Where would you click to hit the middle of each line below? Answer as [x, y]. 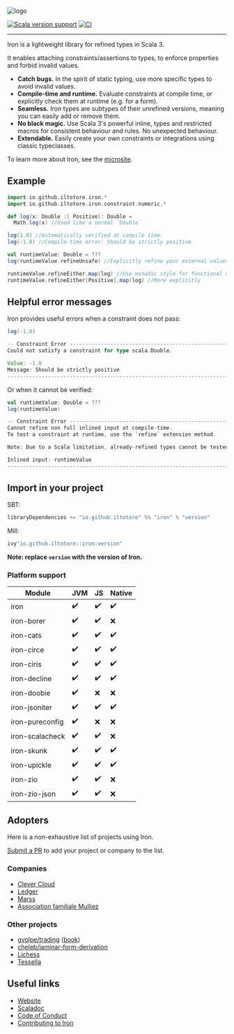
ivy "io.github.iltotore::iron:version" [65, 544]
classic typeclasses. [46, 146]
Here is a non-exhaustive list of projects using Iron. [80, 837]
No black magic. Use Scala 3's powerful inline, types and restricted [115, 123]
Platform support [37, 575]
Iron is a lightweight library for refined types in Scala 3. [86, 44]
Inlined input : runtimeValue [49, 460]
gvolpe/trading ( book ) [49, 939]
